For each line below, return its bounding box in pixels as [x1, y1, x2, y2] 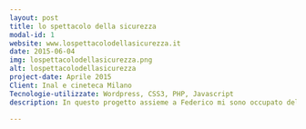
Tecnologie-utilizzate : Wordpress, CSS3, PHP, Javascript [9, 89, 234, 98]
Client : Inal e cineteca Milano [9, 81, 132, 90]
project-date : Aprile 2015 [9, 73, 112, 82]
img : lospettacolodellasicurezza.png [9, 55, 153, 64]
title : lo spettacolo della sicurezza [9, 22, 157, 31]
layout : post [9, 13, 59, 23]
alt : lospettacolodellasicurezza [9, 64, 137, 74]
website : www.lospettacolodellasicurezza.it [9, 38, 181, 48]
